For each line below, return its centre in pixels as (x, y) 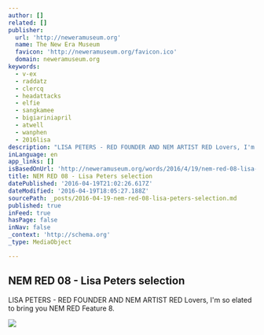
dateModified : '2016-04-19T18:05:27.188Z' (79, 191)
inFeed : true (29, 213)
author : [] (26, 15)
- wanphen (31, 132)
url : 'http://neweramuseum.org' (68, 37)
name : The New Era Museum (58, 45)
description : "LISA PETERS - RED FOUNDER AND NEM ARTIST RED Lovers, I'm (132, 147)
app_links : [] (31, 162)
